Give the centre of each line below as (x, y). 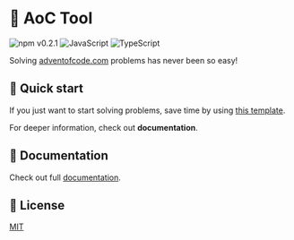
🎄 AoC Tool (51, 18)
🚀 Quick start (46, 89)
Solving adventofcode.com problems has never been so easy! (124, 60)
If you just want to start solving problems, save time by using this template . (147, 110)
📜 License (37, 205)
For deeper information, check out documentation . (104, 127)
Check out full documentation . (65, 177)
